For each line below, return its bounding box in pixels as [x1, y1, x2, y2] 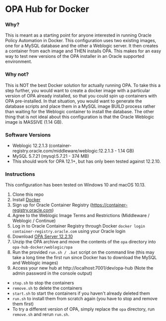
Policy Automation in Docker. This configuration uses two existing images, [5, 38, 157, 44]
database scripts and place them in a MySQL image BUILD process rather [5, 103, 156, 109]
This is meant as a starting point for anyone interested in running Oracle [5, 32, 152, 38]
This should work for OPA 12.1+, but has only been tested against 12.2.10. [12, 158, 161, 164]
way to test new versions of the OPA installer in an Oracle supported [5, 53, 145, 59]
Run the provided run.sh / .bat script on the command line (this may [12, 249, 155, 255]
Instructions [5, 171, 36, 178]
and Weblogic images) [12, 260, 58, 266]
